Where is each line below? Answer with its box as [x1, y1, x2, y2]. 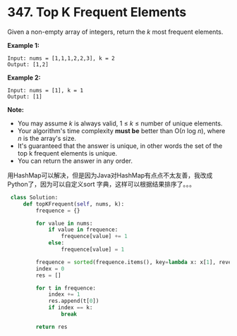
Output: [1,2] [7, 61, 49, 68]
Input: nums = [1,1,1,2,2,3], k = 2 [7, 54, 115, 62]
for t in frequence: [35, 285, 97, 292]
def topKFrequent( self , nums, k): [23, 200, 125, 208]
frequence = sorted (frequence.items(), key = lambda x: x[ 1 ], [35, 259, 217, 266]
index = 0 [35, 265, 65, 272]
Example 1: [7, 41, 40, 49]
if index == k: [48, 304, 93, 311]
